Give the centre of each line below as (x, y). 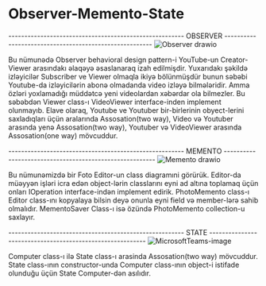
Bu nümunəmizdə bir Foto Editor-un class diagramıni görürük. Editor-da (125, 175)
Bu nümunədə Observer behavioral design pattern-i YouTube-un (114, 60)
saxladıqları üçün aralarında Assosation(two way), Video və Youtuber (121, 118)
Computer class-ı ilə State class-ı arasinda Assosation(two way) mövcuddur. (133, 256)
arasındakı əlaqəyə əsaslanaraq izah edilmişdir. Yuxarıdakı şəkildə (141, 68)
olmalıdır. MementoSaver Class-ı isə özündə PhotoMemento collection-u (127, 208)
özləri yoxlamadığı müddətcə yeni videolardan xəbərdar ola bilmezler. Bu (127, 93)
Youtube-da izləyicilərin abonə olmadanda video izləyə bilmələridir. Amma (129, 85)
